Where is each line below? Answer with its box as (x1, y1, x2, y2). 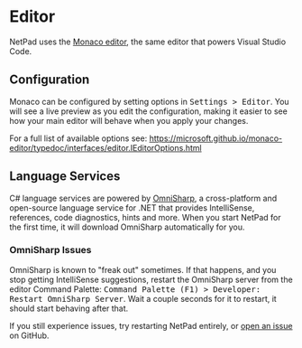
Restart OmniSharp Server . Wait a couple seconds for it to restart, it (9, 293, 277, 304)
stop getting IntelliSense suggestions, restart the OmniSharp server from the (9, 274, 293, 285)
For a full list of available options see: (9, 133, 148, 144)
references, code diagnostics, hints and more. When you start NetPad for (9, 212, 281, 222)
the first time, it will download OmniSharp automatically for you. (9, 221, 245, 232)
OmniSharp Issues (9, 244, 92, 257)
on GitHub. (9, 330, 50, 341)
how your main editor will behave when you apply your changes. (9, 115, 249, 126)
